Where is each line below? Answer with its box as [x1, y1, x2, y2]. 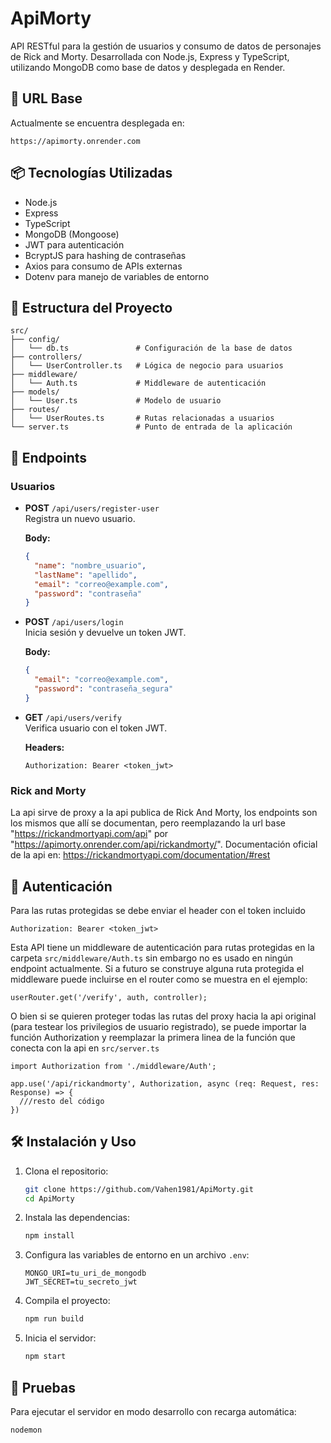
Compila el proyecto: [24, 1295, 111, 1307]
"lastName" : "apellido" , [34, 570, 138, 580]
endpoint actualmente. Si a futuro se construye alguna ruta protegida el [10, 962, 305, 974]
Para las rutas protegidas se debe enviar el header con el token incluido [10, 904, 306, 916]
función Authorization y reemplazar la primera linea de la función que [10, 1031, 296, 1043]
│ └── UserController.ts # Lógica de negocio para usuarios [10, 361, 284, 371]
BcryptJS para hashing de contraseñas [24, 249, 187, 261]
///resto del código [19, 1096, 105, 1106]
